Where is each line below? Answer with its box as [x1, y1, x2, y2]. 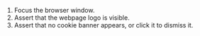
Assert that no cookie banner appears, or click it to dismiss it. [13, 21, 194, 29]
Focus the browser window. [13, 6, 95, 14]
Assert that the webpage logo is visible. [13, 13, 130, 22]
